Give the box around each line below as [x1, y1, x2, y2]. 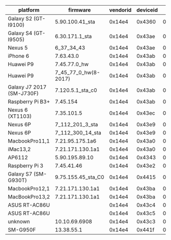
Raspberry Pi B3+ [8, 98, 50, 105]
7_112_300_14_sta [55, 129, 102, 136]
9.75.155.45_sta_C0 [55, 174, 104, 181]
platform [18, 7, 40, 13]
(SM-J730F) [8, 90, 39, 97]
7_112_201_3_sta [55, 121, 98, 128]
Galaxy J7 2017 [8, 84, 47, 90]
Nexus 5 [8, 44, 28, 51]
